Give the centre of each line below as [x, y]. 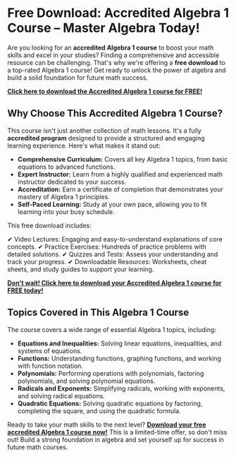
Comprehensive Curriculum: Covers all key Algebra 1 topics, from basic [123, 159]
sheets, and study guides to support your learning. [81, 269]
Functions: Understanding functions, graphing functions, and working [119, 358]
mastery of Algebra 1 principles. [64, 196]
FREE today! [25, 290]
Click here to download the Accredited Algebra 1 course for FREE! [105, 91]
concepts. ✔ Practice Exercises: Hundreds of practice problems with [107, 247]
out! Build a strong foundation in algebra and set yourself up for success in [116, 439]
